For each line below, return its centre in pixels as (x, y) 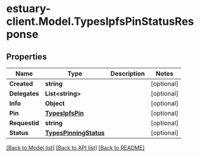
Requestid (24, 123)
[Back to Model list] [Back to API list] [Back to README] (76, 148)
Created (21, 84)
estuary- (28, 9)
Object (55, 103)
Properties (27, 56)
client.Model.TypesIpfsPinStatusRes (100, 21)
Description (128, 73)
